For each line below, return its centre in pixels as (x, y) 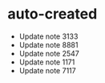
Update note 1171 (47, 62)
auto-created (52, 14)
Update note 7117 (48, 70)
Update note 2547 (49, 53)
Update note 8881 (48, 44)
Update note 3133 (48, 36)
